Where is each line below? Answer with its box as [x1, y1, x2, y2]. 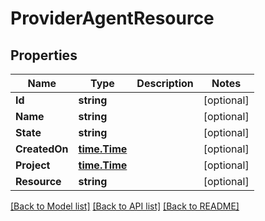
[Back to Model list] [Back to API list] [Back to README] [10, 200, 240, 212]
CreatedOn [15, 142, 69, 156]
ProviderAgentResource [10, 7, 215, 30]
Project [15, 158, 51, 172]
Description [136, 77, 194, 90]
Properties [10, 47, 78, 64]
